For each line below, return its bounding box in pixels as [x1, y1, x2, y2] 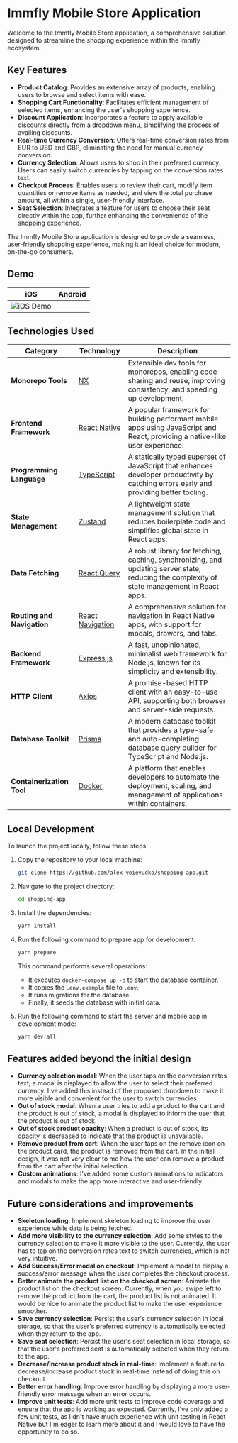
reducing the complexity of [127, 573, 218, 582]
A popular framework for [127, 405, 210, 415]
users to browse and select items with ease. [17, 90, 147, 99]
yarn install [17, 922, 57, 929]
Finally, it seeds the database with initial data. [28, 998, 161, 1007]
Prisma [78, 734, 102, 744]
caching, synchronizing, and [127, 555, 222, 565]
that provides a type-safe [127, 725, 214, 735]
